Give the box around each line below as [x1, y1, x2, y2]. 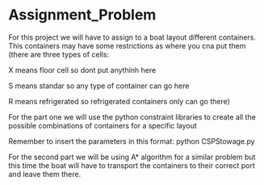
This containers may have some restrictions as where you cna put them [8, 40, 246, 50]
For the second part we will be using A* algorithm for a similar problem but [8, 152, 256, 162]
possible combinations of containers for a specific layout [8, 120, 198, 130]
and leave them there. [8, 169, 82, 179]
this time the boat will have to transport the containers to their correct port [8, 160, 256, 170]
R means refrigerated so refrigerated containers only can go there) [8, 96, 230, 106]
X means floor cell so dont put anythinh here [8, 65, 157, 74]
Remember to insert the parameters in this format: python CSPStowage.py [8, 136, 256, 146]
